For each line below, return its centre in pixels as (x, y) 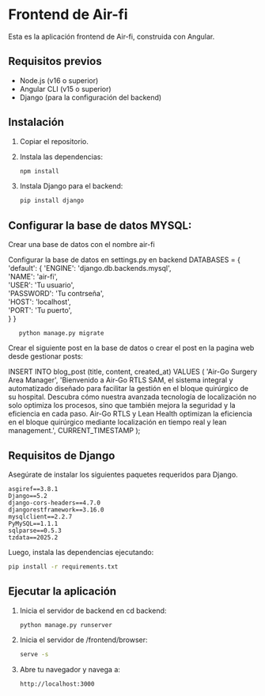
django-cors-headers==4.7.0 (55, 503)
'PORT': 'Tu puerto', (40, 310)
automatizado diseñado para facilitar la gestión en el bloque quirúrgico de (129, 389)
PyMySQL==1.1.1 (33, 523)
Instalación (36, 122)
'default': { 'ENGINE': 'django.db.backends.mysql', (90, 268)
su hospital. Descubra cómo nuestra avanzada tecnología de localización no (132, 397)
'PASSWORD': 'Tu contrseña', (56, 294)
